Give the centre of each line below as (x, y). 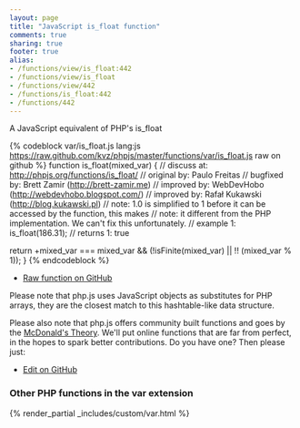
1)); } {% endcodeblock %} (60, 260)
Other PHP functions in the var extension (101, 393)
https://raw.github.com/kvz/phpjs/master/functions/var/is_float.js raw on (145, 156)
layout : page (34, 18)
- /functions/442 (42, 102)
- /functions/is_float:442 (60, 94)
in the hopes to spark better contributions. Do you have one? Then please (147, 342)
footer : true (34, 52)
